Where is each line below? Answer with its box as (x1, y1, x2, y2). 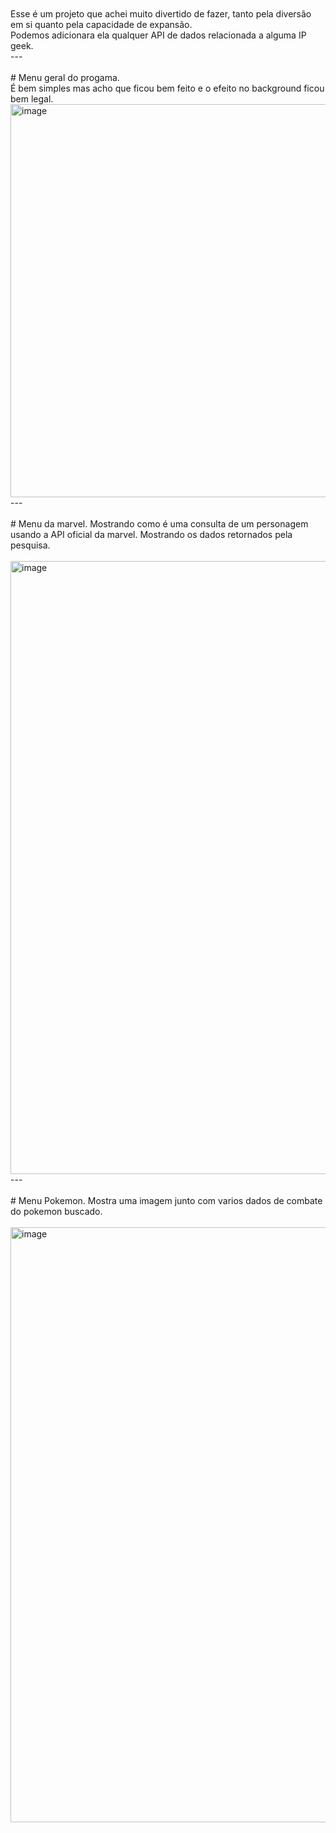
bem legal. (10, 93, 54, 105)
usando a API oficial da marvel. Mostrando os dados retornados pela (10, 529, 293, 540)
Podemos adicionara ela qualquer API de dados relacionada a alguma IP (10, 29, 307, 41)
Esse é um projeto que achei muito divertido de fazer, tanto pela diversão (10, 8, 312, 20)
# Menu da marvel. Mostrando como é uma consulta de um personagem (10, 518, 309, 530)
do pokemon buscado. (10, 1206, 103, 1217)
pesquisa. (10, 539, 51, 551)
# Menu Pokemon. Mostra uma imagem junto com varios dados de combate (10, 1195, 323, 1206)
